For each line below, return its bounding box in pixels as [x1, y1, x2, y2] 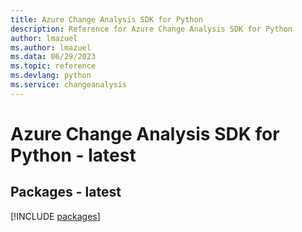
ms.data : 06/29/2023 [10, 52, 97, 62]
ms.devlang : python [10, 71, 92, 81]
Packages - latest [10, 184, 122, 201]
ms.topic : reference [10, 61, 97, 71]
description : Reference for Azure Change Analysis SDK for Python [10, 24, 293, 34]
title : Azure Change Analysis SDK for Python [10, 14, 203, 25]
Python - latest [10, 144, 137, 166]
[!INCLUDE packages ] [10, 210, 101, 222]
